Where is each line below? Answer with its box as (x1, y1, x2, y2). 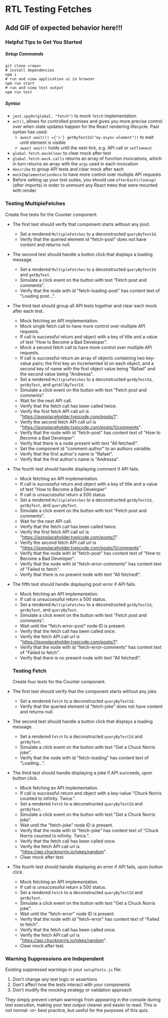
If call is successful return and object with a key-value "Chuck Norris (19, 790, 162, 796)
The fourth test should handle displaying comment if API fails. (12, 466, 139, 472)
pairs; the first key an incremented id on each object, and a (32, 360, 154, 366)
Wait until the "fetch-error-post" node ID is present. (19, 623, 126, 629)
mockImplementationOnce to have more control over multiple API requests (12, 171, 161, 177)
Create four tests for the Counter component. (12, 679, 106, 685)
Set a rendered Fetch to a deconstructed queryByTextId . (19, 698, 135, 704)
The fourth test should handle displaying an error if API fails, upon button (12, 864, 163, 870)
